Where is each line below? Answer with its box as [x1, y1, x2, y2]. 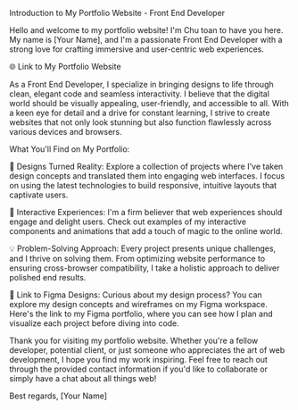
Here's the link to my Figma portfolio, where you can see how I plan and [9, 308, 274, 319]
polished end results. [9, 272, 87, 282]
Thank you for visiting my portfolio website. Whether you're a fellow [9, 335, 259, 346]
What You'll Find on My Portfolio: [9, 144, 130, 155]
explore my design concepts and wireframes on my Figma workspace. [9, 299, 268, 309]
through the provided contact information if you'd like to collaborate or [9, 364, 268, 374]
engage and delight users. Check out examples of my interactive [9, 216, 247, 227]
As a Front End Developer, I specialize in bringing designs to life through [9, 79, 274, 89]
